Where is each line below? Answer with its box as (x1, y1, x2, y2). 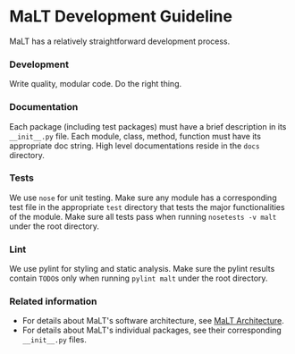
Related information (9, 295, 97, 308)
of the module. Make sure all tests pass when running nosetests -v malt (9, 211, 277, 222)
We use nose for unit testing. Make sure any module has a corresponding (9, 192, 277, 203)
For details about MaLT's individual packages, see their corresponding (21, 324, 282, 336)
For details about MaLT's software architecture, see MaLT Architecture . (21, 316, 284, 326)
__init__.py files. (21, 334, 88, 345)
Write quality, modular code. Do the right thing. (9, 79, 182, 89)
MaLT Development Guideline (9, 6, 232, 27)
